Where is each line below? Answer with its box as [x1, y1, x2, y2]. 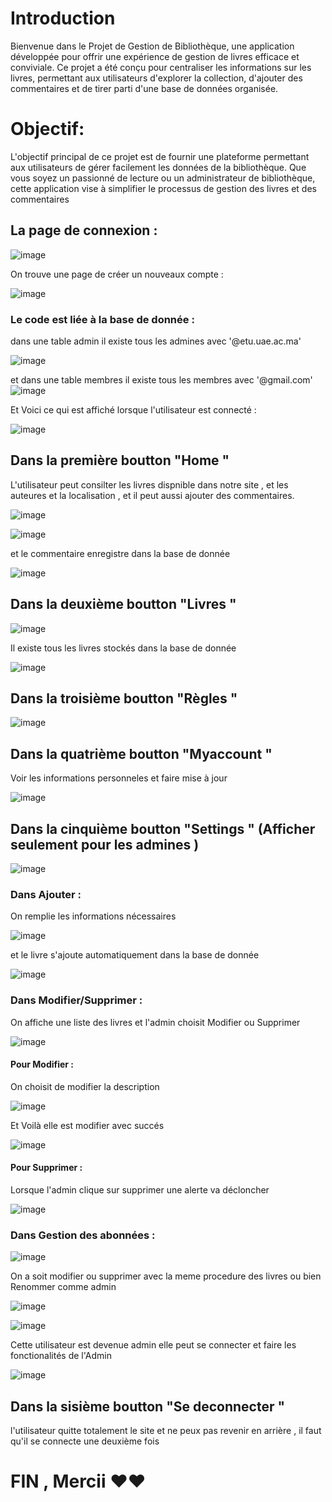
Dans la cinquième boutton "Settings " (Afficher [10, 820, 316, 837]
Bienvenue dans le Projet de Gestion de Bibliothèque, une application [10, 40, 295, 52]
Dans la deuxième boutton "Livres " [10, 596, 237, 613]
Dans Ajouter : [10, 887, 82, 901]
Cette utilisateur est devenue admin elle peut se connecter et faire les [10, 1339, 297, 1351]
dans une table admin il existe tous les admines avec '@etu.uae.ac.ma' [10, 335, 302, 347]
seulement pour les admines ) [10, 836, 200, 853]
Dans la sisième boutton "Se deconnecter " [10, 1398, 286, 1415]
